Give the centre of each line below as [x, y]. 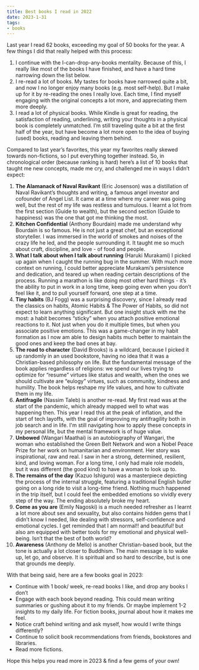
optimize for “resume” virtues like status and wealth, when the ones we [102, 375]
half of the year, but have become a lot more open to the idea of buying [102, 132]
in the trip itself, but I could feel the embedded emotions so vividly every [103, 494]
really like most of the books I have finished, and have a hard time [95, 69]
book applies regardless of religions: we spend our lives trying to [94, 369]
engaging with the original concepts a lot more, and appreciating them [101, 101]
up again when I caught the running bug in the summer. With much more [104, 262]
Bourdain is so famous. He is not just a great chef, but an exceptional [99, 230]
